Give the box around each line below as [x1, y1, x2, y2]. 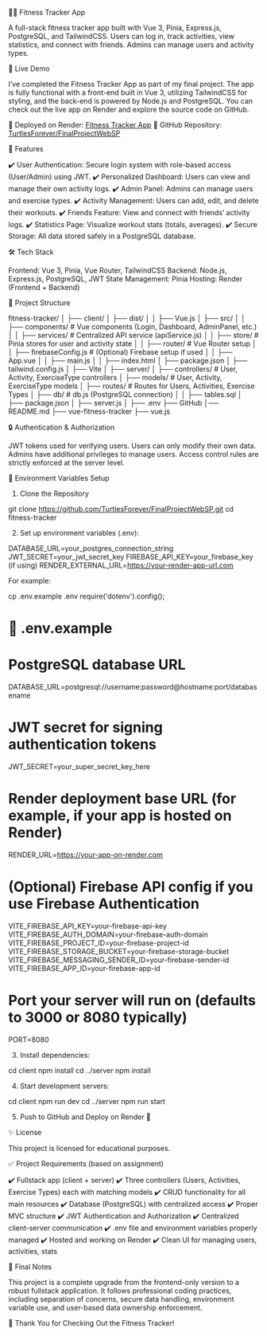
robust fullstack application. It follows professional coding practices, [8, 1286, 232, 1295]
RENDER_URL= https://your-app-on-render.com [8, 850, 163, 859]
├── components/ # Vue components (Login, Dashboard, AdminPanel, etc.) [8, 322, 257, 331]
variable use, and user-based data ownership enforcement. [8, 1303, 203, 1312]
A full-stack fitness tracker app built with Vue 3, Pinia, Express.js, [8, 23, 222, 32]
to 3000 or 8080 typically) [8, 1008, 188, 1027]
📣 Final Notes [8, 1262, 52, 1271]
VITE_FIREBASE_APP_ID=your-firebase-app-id [8, 963, 161, 973]
